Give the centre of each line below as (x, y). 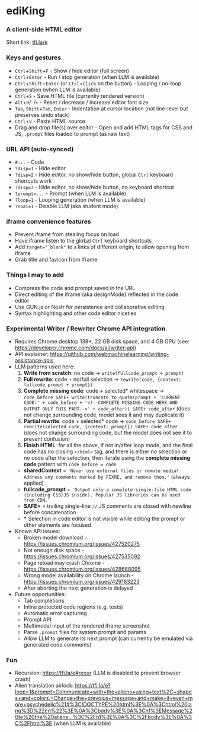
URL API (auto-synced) (40, 149)
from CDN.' (37, 500)
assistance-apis (34, 360)
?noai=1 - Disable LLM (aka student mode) (66, 206)
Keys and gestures (33, 58)
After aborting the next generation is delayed (78, 588)
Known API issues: (37, 531)
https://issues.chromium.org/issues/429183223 (82, 581)
